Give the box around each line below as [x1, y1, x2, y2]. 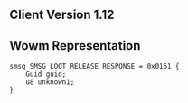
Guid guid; [25, 70, 67, 80]
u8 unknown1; [25, 78, 75, 87]
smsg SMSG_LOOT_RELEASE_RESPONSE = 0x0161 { [9, 62, 180, 71]
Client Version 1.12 [9, 7, 115, 23]
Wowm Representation [9, 38, 141, 53]
